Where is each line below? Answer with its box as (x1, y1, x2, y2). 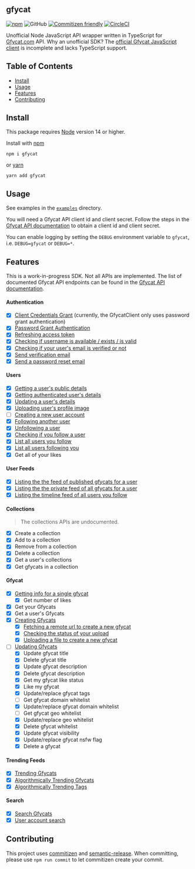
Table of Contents (6, 61, 73, 71)
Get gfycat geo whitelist (23, 709, 82, 717)
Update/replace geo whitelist (23, 716, 94, 723)
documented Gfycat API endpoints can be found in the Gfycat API (6, 279, 166, 286)
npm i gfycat (6, 151, 38, 157)
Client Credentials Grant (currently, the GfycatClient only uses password (14, 311, 190, 319)
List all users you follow (14, 438, 72, 445)
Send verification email (14, 351, 70, 358)
